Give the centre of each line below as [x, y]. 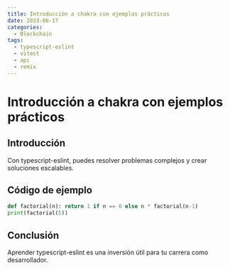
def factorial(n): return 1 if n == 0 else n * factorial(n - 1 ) [103, 207]
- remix [25, 67]
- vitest [27, 54]
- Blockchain [33, 34]
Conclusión [33, 235]
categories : [25, 27]
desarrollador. [28, 260]
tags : [15, 40]
